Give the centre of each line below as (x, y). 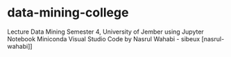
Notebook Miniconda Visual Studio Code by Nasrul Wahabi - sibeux (104, 38)
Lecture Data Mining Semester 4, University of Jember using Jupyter (106, 32)
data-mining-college (68, 13)
